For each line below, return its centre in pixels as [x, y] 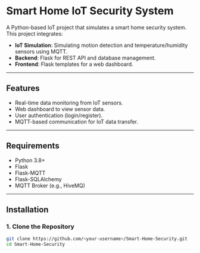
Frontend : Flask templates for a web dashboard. [74, 64]
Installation [27, 209]
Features [23, 88]
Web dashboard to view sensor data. [60, 109]
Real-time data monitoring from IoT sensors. [69, 103]
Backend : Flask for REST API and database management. [85, 58]
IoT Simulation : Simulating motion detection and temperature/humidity [101, 45]
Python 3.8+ [30, 160]
